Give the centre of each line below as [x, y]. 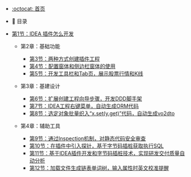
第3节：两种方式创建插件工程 [65, 59]
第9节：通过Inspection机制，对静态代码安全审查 [88, 138]
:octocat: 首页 [28, 9]
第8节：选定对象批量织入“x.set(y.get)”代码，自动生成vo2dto [102, 113]
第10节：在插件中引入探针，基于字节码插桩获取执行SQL [96, 146]
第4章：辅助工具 [40, 126]
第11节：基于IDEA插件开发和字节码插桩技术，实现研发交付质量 [104, 153]
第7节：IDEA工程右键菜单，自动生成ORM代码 [84, 106]
